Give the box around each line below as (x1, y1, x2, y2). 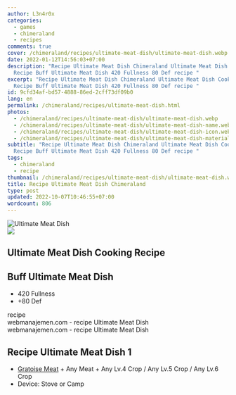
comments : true (7, 43, 52, 50)
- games (13, 23, 37, 30)
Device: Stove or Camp (17, 380, 84, 388)
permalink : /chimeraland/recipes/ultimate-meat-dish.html (7, 102, 181, 109)
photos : (7, 108, 30, 115)
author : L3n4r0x (7, 10, 55, 18)
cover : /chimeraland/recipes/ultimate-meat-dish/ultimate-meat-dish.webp (7, 50, 228, 57)
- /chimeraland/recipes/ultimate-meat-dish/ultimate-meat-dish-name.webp (13, 121, 234, 129)
